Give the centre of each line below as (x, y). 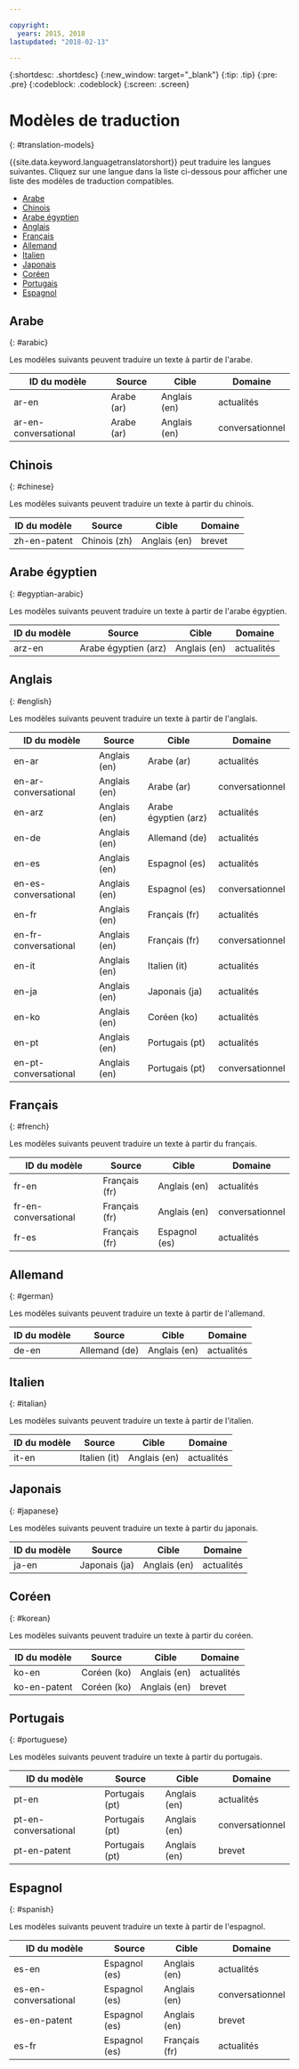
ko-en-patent (43, 1686)
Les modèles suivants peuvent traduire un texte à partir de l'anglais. (133, 718)
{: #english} (31, 701)
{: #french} (29, 1126)
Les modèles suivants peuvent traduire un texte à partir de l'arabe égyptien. (148, 611)
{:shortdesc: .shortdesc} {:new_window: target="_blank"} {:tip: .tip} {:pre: (143, 75)
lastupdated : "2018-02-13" (59, 42)
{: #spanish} (32, 1910)
